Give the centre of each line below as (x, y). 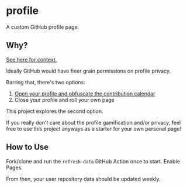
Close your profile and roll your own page (65, 100)
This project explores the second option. (55, 111)
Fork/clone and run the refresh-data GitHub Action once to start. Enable (93, 161)
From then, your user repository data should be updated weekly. (83, 179)
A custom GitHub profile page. (43, 27)
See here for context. (32, 59)
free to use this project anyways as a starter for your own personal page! (94, 129)
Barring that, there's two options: (46, 82)
